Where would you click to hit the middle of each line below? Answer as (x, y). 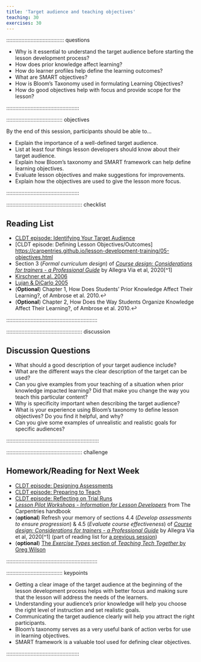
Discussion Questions (48, 350)
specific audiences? (40, 429)
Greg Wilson (30, 549)
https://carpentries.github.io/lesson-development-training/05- (92, 251)
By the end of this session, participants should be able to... (79, 131)
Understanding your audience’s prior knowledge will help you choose (101, 603)
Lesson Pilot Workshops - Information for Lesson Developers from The (103, 504)
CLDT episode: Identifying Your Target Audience (75, 238)
